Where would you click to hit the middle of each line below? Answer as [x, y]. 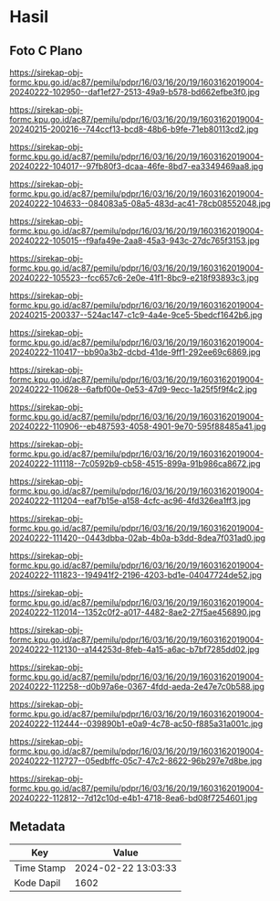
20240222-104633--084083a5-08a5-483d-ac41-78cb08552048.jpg [140, 204]
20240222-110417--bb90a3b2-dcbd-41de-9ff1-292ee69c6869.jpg [135, 352]
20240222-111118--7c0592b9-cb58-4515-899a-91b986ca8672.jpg [135, 463]
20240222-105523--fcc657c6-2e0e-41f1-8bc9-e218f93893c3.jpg [135, 278]
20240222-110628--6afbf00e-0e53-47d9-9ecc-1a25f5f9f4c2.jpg [134, 389]
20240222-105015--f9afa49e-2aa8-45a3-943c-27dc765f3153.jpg [135, 241]
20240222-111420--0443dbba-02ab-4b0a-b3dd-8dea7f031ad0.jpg [138, 538]
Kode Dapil [37, 883]
